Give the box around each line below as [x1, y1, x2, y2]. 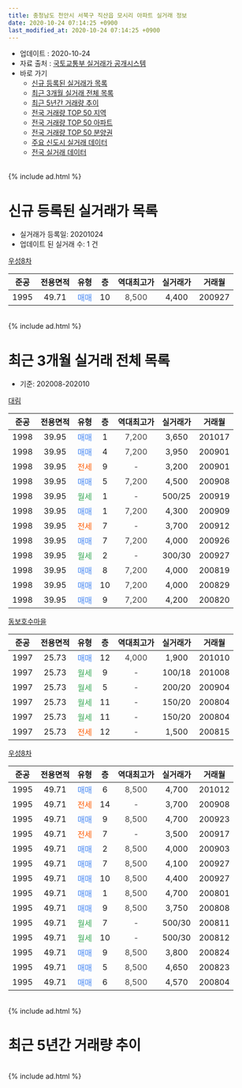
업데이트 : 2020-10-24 [19, 49, 91, 58]
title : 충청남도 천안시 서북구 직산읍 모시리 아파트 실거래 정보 [8, 11, 188, 20]
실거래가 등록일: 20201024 [19, 230, 104, 239]
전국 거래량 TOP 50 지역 [31, 108, 106, 118]
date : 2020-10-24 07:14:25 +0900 [8, 19, 118, 27]
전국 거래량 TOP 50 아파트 [31, 118, 113, 127]
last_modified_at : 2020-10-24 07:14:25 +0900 [8, 26, 160, 34]
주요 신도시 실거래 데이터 [31, 137, 108, 147]
